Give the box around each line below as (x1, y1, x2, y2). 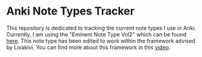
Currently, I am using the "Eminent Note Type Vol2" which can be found (6, 30, 187, 38)
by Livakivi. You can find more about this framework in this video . (6, 44, 171, 51)
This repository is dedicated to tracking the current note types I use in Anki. (6, 24, 197, 32)
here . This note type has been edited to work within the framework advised (6, 37, 195, 44)
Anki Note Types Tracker (6, 4, 135, 18)
